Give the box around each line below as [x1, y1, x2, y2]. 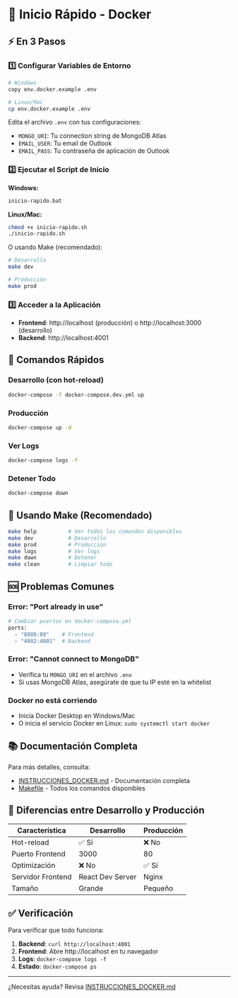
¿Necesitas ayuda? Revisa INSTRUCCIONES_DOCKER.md [8, 982, 176, 991]
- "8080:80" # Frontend [14, 631, 94, 638]
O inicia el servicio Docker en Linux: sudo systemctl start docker [18, 719, 210, 728]
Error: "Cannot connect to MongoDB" [8, 654, 140, 664]
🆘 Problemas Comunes [8, 580, 115, 593]
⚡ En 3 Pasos [8, 35, 66, 47]
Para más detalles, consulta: [8, 762, 90, 771]
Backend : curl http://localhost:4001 [18, 940, 131, 948]
